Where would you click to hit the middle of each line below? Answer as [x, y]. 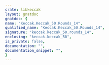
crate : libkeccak [23, 10]
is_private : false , [25, 42]
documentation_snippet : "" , [34, 50]
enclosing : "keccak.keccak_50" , [38, 37]
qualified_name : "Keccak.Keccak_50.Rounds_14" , [55, 28]
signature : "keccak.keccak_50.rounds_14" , [49, 32]
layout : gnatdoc [22, 14]
